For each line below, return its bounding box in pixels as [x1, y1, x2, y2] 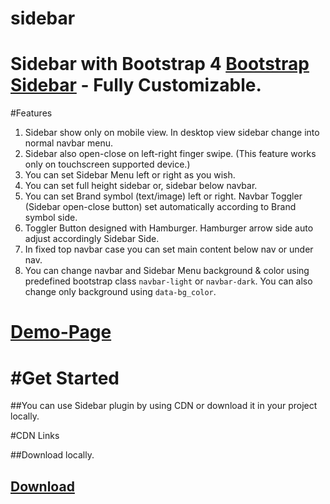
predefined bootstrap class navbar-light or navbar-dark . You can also [24, 275, 313, 287]
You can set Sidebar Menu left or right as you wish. [24, 169, 236, 181]
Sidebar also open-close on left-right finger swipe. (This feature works [24, 148, 317, 160]
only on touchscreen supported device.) [24, 158, 191, 171]
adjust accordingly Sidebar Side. [24, 233, 160, 245]
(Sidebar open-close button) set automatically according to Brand [24, 201, 297, 213]
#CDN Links [10, 430, 60, 442]
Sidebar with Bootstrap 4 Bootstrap [10, 53, 310, 76]
